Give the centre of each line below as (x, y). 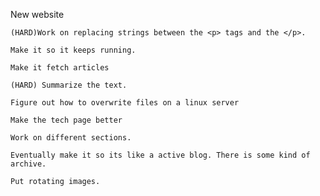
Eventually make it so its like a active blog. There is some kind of (160, 155)
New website (37, 14)
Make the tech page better (66, 120)
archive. (28, 164)
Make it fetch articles (60, 68)
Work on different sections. (71, 138)
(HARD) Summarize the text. (69, 85)
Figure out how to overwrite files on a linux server (125, 103)
